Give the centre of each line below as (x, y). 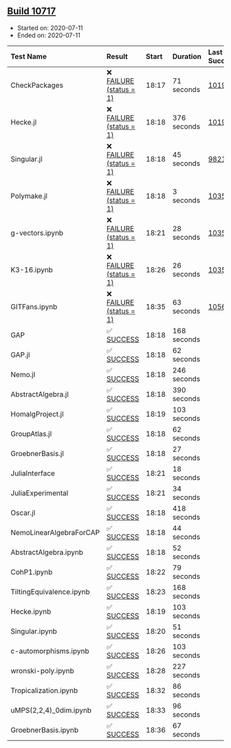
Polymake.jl (29, 196)
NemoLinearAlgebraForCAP (55, 532)
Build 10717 (32, 11)
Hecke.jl (24, 122)
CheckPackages (37, 85)
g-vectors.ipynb (37, 233)
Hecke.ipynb (31, 611)
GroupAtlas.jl (31, 433)
